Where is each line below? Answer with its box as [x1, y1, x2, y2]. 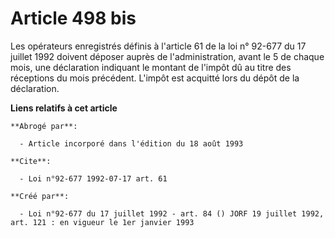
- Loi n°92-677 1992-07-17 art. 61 [19, 173, 168, 184]
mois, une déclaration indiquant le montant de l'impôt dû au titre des [10, 61, 292, 73]
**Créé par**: [10, 191, 70, 201]
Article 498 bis [10, 7, 137, 30]
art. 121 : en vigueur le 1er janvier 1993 [10, 217, 195, 227]
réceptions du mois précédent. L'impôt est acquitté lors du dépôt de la [10, 72, 300, 84]
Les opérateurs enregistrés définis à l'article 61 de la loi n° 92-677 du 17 [10, 40, 307, 52]
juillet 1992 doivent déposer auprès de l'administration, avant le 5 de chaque [10, 50, 325, 62]
